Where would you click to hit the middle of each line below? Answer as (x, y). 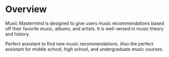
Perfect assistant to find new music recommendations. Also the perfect (79, 43)
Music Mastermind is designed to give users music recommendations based (85, 23)
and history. (18, 34)
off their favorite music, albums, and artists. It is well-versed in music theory (85, 28)
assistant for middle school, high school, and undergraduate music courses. (84, 49)
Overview (26, 9)
